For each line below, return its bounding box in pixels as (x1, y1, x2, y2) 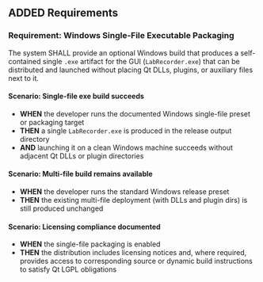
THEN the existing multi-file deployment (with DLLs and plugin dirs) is (19, 196, 248, 205)
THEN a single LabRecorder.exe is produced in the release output (19, 126, 232, 135)
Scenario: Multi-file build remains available (8, 170, 153, 179)
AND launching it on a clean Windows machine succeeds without (19, 143, 234, 152)
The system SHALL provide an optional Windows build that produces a (8, 48, 239, 58)
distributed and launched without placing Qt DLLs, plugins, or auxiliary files (8, 65, 253, 74)
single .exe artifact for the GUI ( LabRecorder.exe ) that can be (42, 56, 240, 66)
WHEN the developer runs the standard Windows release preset (19, 187, 230, 196)
